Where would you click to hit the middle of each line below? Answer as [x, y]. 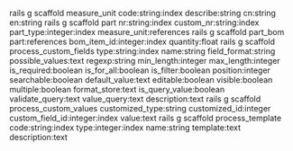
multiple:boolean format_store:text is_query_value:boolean [117, 89]
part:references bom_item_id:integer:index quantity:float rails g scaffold [142, 41]
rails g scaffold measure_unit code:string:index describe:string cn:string [143, 13]
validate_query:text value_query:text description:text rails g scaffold [135, 99]
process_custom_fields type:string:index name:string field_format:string [142, 51]
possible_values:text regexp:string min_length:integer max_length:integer [145, 61]
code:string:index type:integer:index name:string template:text [125, 128]
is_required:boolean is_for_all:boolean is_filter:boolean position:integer [140, 70]
